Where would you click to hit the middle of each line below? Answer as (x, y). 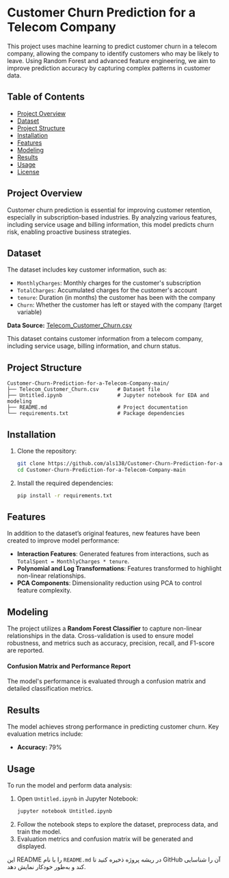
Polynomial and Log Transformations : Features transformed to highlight (119, 569)
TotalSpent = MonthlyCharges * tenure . (73, 561)
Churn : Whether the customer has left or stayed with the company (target (119, 305)
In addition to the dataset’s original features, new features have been (104, 534)
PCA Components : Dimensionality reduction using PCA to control (109, 583)
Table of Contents (46, 97)
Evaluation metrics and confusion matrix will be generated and (105, 839)
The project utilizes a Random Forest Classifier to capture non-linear (105, 628)
